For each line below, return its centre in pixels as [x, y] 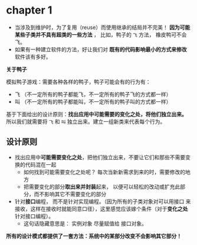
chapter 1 [29, 10]
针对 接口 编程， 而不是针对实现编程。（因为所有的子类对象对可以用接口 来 [103, 201]
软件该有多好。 [33, 57]
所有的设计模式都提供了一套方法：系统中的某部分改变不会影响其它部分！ [94, 236]
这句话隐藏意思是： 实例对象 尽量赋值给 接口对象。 [85, 223]
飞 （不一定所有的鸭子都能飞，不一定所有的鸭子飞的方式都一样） [93, 94]
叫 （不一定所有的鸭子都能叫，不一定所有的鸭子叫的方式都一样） [93, 101]
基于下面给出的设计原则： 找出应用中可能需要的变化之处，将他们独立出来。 [96, 114]
